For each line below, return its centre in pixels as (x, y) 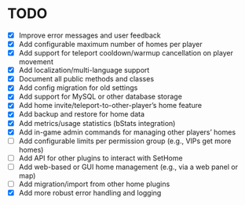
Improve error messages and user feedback (90, 35)
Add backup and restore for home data (82, 114)
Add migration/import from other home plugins (94, 184)
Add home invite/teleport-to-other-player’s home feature (110, 106)
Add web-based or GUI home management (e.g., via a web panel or (128, 167)
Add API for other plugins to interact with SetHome (101, 158)
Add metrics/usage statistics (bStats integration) (97, 123)
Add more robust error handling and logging (90, 192)
